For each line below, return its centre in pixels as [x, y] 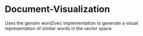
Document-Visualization [58, 9]
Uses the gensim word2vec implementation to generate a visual [71, 23]
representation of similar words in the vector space [58, 28]
